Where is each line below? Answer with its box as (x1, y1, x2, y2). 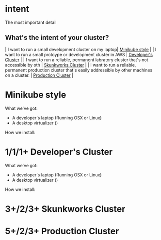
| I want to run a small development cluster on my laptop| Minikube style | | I (5, 46, 157, 52)
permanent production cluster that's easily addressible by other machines (5, 67, 153, 73)
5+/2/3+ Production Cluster (5, 226, 119, 237)
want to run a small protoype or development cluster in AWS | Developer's (5, 51, 153, 57)
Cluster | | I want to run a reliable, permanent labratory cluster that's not (5, 57, 148, 63)
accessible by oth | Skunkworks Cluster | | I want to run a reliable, (5, 62, 136, 68)
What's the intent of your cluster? (5, 34, 109, 42)
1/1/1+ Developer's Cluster (5, 146, 113, 157)
